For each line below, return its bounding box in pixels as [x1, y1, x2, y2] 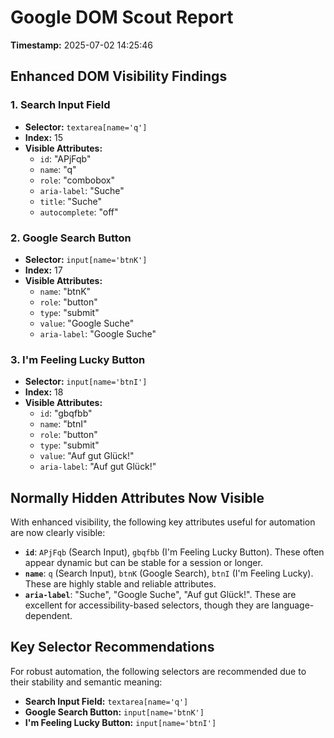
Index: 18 [24, 386, 64, 398]
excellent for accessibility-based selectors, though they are [24, 599, 270, 611]
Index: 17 [24, 264, 63, 276]
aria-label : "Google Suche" [39, 327, 157, 340]
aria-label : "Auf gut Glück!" [39, 461, 157, 473]
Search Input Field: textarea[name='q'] [24, 695, 189, 707]
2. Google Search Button [10, 231, 132, 245]
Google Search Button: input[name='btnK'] [24, 706, 205, 718]
